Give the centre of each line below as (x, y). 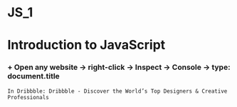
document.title (34, 76)
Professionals (28, 97)
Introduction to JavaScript (86, 45)
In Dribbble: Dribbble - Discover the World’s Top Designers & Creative (117, 91)
